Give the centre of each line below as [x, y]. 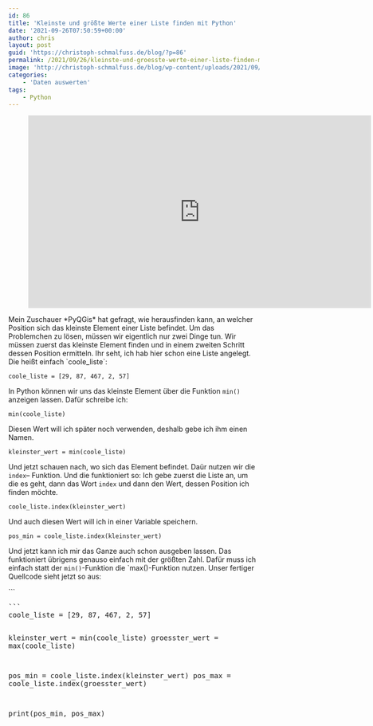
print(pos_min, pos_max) [57, 714]
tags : [17, 90]
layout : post [30, 45]
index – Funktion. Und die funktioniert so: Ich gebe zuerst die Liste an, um [128, 476]
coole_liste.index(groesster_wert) [78, 684]
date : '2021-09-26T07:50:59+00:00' [67, 30]
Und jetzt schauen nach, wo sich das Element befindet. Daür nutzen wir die [132, 467]
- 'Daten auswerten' [57, 82]
